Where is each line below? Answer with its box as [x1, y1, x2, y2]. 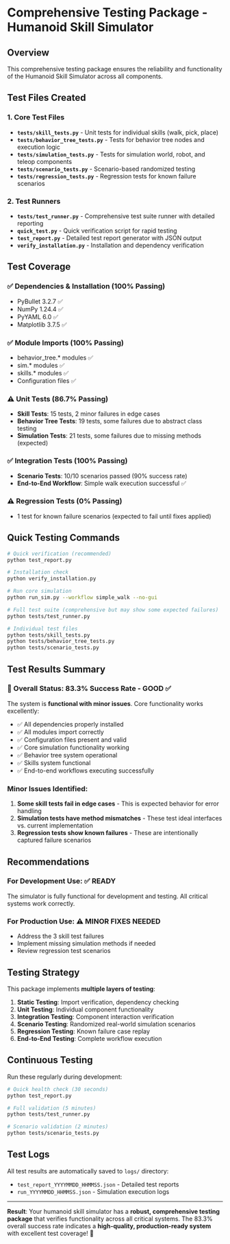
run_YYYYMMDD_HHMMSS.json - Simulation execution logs [16, 1187, 170, 1195]
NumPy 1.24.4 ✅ [16, 305, 64, 313]
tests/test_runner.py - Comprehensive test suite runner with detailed [16, 211, 216, 220]
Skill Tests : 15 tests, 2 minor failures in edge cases [16, 410, 161, 418]
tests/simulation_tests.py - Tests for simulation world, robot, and [16, 150, 205, 159]
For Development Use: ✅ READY [7, 876, 116, 886]
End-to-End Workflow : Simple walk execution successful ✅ [16, 479, 187, 487]
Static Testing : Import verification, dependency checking [16, 998, 179, 1006]
